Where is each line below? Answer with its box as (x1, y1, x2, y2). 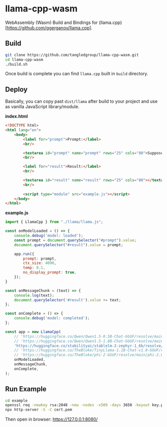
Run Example (5, 385, 47, 394)
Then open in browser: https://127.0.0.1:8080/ (5, 417, 98, 423)
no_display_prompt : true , (23, 270, 77, 275)
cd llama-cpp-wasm (5, 57, 43, 62)
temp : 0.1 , (23, 265, 46, 271)
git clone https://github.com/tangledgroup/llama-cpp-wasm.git (5, 52, 139, 57)
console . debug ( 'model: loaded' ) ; (14, 233, 83, 238)
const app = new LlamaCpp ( (5, 329, 61, 334)
